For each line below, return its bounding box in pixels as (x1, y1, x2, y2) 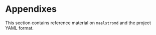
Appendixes (5, 3, 57, 15)
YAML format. (5, 25, 34, 31)
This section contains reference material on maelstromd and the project (5, 20, 151, 26)
